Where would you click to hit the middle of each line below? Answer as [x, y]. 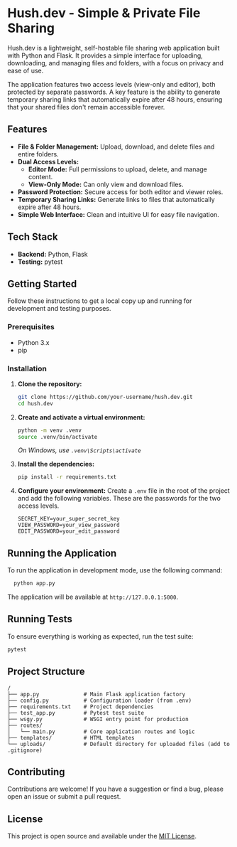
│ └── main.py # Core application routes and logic [101, 731]
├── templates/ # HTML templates [71, 737]
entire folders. [38, 154]
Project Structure [46, 672]
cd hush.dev [35, 403]
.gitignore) [25, 750]
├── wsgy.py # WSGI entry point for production [98, 719]
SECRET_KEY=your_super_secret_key [68, 519]
